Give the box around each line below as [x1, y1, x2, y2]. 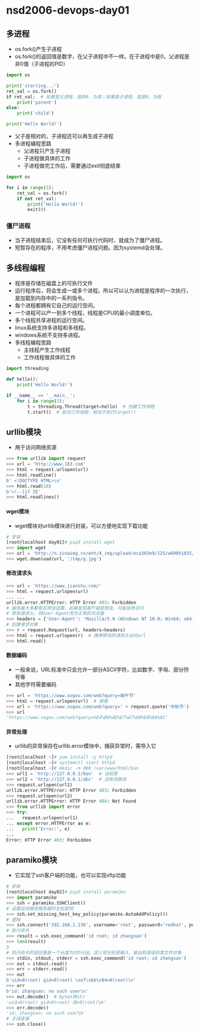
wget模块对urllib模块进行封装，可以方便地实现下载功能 [14, 522, 148, 529]
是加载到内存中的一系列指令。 [14, 295, 88, 302]
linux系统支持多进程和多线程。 [14, 324, 89, 331]
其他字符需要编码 [14, 680, 57, 688]
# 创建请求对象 [6, 622, 38, 628]
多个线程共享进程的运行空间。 [14, 317, 88, 324]
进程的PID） [38, 60, 69, 67]
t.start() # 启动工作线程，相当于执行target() [27, 409, 136, 415]
